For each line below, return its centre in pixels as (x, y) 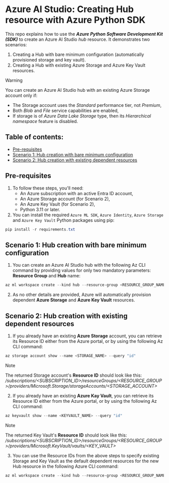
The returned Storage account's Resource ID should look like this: (74, 375)
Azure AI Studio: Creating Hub (70, 9)
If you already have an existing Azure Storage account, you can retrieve (87, 336)
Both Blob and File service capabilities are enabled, (66, 110)
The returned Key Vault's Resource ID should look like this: (66, 435)
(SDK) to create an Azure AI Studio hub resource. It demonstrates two (77, 39)
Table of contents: (34, 137)
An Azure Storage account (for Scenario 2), (65, 199)
